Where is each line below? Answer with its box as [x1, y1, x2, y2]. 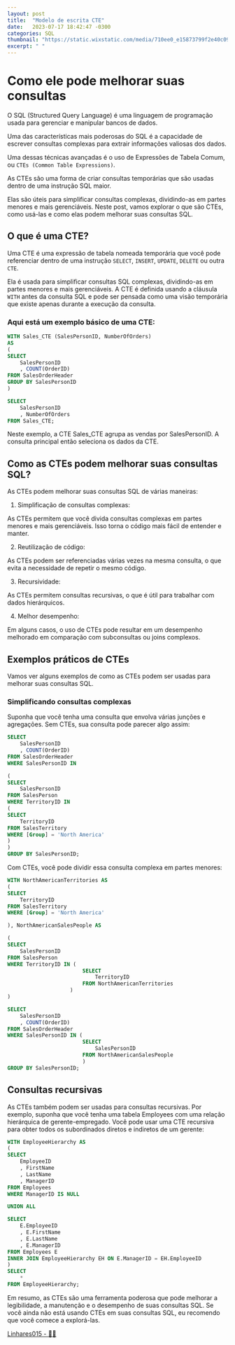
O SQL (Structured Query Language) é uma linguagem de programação [7, 111, 213, 119]
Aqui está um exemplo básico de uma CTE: [7, 317, 155, 326]
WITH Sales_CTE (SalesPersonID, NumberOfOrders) [7, 333, 152, 340]
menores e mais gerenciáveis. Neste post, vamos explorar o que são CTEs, [7, 202, 224, 211]
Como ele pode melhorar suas [7, 73, 185, 89]
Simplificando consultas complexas [7, 696, 131, 706]
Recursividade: [17, 577, 61, 586]
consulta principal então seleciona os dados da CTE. [7, 437, 159, 446]
